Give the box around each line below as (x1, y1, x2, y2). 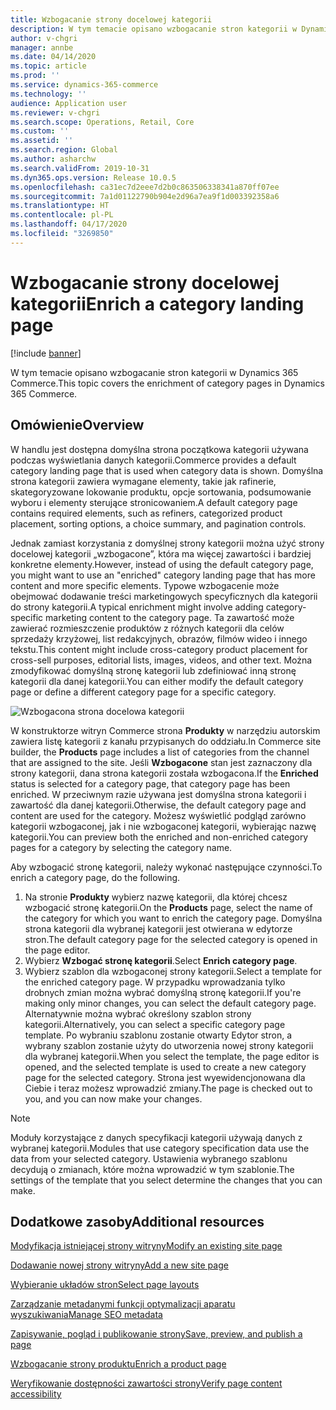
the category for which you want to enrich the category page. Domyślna (24, 912, 323, 924)
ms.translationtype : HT (10, 201, 110, 211)
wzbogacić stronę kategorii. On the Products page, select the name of (24, 901, 313, 913)
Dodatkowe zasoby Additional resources (10, 1213, 265, 1230)
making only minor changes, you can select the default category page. (24, 997, 317, 1009)
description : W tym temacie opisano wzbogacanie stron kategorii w (10, 24, 298, 34)
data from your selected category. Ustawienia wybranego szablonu (10, 1152, 288, 1165)
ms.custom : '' (10, 126, 70, 136)
